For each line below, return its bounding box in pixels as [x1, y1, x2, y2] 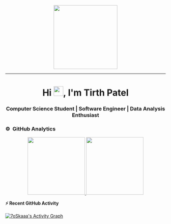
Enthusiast [72, 111, 99, 119]
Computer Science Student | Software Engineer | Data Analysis [6, 105, 165, 113]
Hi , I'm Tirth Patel [42, 87, 129, 99]
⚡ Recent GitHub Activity [5, 200, 59, 207]
